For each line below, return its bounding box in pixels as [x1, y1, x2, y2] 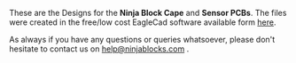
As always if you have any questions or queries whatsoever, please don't [9, 35, 276, 44]
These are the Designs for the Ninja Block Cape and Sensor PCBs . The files [9, 8, 287, 18]
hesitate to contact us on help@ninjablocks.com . [9, 43, 190, 54]
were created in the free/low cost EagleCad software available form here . [9, 17, 277, 28]
